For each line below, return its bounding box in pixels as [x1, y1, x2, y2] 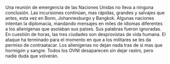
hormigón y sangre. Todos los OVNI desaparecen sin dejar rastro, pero [5, 48, 154, 53]
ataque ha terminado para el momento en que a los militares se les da [5, 37, 151, 43]
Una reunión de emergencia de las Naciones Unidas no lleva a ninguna [5, 5, 154, 10]
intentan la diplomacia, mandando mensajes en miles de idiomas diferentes [5, 20, 163, 26]
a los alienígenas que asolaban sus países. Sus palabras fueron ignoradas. [5, 26, 162, 32]
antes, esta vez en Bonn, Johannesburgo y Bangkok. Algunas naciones [5, 15, 154, 21]
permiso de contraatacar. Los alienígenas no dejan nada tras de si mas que [5, 42, 163, 48]
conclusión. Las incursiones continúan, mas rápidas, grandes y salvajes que [5, 10, 165, 16]
